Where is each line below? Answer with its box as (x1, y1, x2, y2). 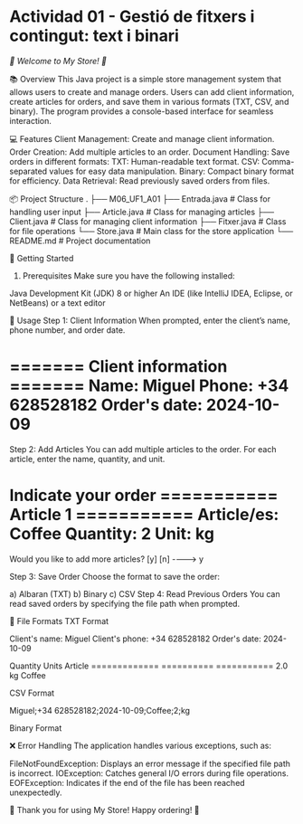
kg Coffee (9, 669, 47, 680)
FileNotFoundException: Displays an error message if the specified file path (9, 758, 291, 769)
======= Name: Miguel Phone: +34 (9, 375, 289, 396)
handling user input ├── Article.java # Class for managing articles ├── (9, 206, 275, 217)
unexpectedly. (9, 787, 62, 798)
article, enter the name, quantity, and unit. (9, 453, 166, 464)
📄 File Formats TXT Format (9, 615, 109, 626)
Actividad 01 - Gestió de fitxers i (9, 6, 255, 27)
